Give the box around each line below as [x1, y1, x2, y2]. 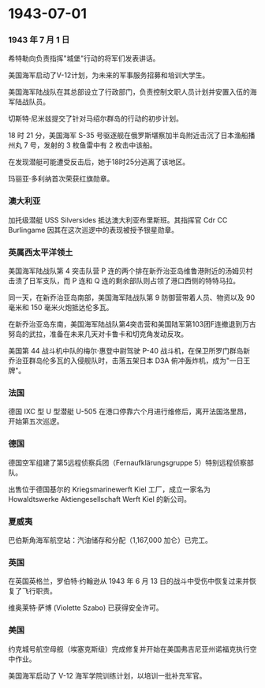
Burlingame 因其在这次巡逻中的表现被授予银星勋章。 [8, 225, 179, 234]
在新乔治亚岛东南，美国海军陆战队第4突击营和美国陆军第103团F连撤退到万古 [8, 320, 256, 329]
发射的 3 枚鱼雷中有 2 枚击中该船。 [43, 140, 157, 150]
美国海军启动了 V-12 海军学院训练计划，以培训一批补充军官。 [8, 671, 207, 680]
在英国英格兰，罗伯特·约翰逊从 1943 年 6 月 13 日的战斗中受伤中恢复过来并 [8, 577, 250, 586]
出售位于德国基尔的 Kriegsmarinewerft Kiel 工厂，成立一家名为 [8, 484, 211, 494]
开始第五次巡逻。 [8, 417, 64, 426]
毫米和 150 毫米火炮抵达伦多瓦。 [8, 303, 114, 312]
